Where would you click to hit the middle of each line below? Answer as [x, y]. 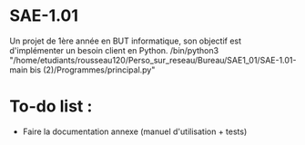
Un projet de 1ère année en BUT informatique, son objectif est [126, 41]
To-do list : [51, 106]
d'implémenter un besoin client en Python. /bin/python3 [114, 50]
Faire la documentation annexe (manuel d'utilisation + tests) [135, 131]
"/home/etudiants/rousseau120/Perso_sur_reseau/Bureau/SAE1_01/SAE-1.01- [153, 60]
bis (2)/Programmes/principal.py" [92, 70]
